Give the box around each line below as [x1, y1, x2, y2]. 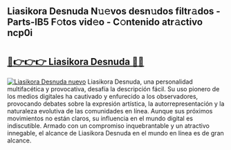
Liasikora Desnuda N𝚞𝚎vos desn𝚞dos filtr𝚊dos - [7, 6, 221, 17]
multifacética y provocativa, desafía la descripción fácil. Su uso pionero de [7, 85, 220, 93]
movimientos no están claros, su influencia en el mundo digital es [7, 114, 194, 122]
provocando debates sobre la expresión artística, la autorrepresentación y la [7, 100, 225, 108]
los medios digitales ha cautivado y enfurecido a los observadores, [7, 93, 198, 100]
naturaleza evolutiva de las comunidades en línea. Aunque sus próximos [7, 107, 213, 115]
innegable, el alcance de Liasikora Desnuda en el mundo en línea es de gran [7, 129, 225, 137]
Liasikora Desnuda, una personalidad [87, 77, 194, 86]
